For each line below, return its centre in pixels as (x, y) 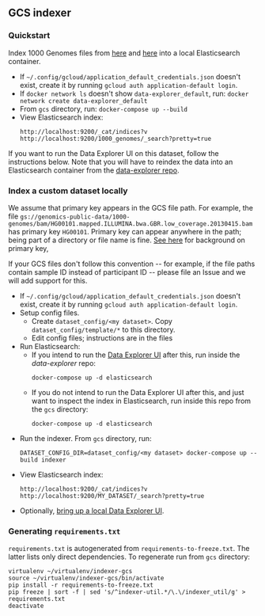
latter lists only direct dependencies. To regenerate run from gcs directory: (129, 557)
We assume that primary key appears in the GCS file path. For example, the (131, 207)
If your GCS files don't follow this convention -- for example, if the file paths (132, 264)
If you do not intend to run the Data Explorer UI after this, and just (138, 392)
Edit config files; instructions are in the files (102, 338)
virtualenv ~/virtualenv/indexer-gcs (70, 572)
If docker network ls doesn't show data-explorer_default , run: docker (134, 93)
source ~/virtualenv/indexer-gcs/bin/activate (86, 578)
